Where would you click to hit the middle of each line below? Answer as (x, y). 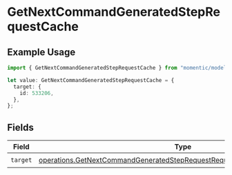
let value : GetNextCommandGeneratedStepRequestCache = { (91, 80)
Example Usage (41, 52)
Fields (21, 127)
